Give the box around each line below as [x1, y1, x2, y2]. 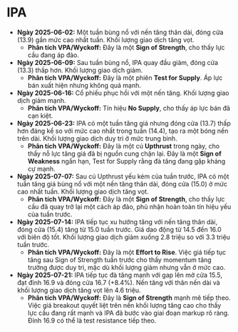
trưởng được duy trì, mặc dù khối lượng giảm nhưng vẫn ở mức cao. [27, 263, 226, 271]
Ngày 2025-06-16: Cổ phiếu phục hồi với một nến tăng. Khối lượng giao [16, 89, 229, 97]
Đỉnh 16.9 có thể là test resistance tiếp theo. [27, 316, 157, 325]
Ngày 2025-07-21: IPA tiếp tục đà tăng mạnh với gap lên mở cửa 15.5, [16, 271, 222, 279]
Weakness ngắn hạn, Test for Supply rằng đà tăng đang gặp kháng [27, 156, 226, 165]
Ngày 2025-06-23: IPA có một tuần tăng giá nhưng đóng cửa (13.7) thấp [16, 119, 231, 127]
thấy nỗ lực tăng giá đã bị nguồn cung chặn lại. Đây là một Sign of [27, 149, 222, 158]
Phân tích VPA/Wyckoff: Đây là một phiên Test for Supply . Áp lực [27, 73, 223, 82]
